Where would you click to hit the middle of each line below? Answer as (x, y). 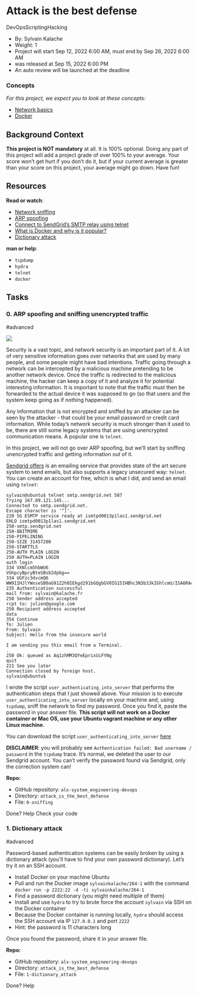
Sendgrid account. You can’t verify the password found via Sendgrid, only (96, 760)
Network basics (34, 110)
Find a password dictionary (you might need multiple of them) (90, 896)
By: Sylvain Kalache (39, 38)
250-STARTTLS (22, 547)
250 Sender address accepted (42, 599)
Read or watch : (25, 200)
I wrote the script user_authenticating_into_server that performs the (90, 687)
